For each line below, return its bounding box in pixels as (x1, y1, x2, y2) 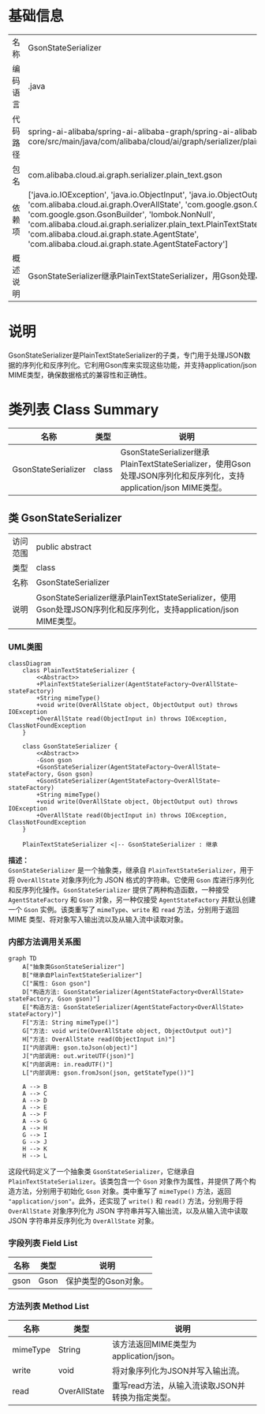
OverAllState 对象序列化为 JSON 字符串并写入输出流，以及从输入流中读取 (8, 1206, 248, 1216)
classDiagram (8, 660, 51, 668)
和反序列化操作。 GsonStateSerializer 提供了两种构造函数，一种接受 (8, 885, 230, 894)
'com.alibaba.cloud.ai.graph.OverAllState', (28, 199, 184, 210)
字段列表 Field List (8, 1238, 78, 1249)
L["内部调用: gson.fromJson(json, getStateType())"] (22, 1069, 195, 1077)
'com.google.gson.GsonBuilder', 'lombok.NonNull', (28, 208, 215, 219)
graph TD (8, 955, 37, 963)
